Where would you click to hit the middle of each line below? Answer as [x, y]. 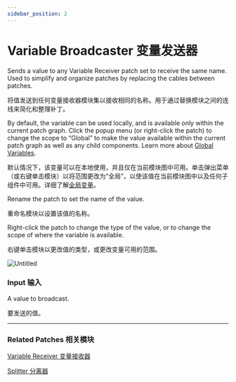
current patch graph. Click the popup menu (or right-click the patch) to [110, 130]
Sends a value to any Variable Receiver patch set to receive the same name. [117, 70]
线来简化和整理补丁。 [38, 109]
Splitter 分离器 [28, 371]
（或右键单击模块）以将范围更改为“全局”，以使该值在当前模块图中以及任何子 [118, 176]
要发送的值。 [26, 312]
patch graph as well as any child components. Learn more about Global [111, 145]
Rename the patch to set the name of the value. [76, 199]
